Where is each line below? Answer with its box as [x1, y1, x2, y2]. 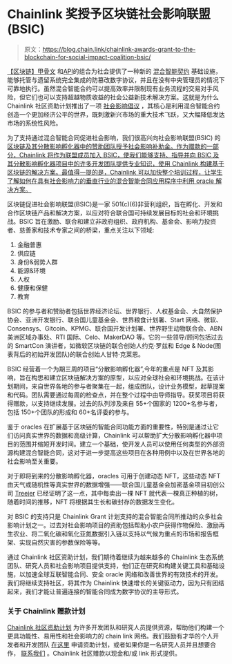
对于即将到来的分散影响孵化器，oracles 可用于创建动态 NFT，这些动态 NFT [7, 471, 221, 480]
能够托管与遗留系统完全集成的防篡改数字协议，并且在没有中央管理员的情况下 [7, 75, 225, 84]
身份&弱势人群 [17, 257, 58, 266]
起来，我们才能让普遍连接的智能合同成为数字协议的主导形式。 [7, 587, 183, 596]
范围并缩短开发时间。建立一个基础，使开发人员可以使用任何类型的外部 [19, 440, 219, 448]
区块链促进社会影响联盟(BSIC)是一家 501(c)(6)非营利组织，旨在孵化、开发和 [7, 199, 223, 208]
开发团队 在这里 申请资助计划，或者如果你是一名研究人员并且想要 [25, 641, 211, 649]
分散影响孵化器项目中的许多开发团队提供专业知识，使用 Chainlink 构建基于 [12, 159, 224, 168]
